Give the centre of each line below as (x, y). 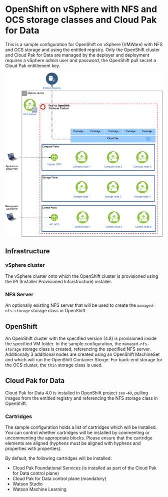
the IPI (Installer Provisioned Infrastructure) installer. (59, 281)
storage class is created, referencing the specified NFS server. (86, 349)
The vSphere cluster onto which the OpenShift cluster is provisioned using (82, 276)
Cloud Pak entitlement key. (33, 66)
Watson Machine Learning (39, 489)
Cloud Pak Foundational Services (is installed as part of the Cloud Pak (84, 468)
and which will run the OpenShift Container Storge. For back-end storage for (84, 359)
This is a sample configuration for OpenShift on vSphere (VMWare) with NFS (84, 44)
